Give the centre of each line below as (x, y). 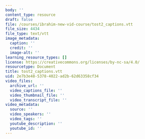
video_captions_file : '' (36, 90)
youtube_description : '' (36, 123)
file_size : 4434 (22, 29)
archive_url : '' (27, 86)
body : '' (14, 10)
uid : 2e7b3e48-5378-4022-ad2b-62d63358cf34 (52, 76)
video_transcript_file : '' (38, 100)
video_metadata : (22, 105)
